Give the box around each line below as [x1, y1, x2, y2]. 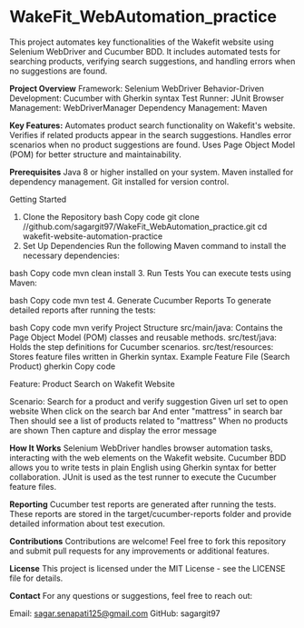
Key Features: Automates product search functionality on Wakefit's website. [9, 120, 296, 131]
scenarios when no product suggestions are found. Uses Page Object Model [9, 139, 296, 150]
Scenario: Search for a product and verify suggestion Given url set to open [9, 395, 289, 406]
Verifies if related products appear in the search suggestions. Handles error [9, 129, 292, 140]
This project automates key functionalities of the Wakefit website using [9, 36, 274, 47]
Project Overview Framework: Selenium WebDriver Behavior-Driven [9, 83, 265, 94]
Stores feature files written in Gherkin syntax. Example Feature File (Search [9, 351, 290, 362]
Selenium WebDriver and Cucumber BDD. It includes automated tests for [9, 45, 281, 56]
